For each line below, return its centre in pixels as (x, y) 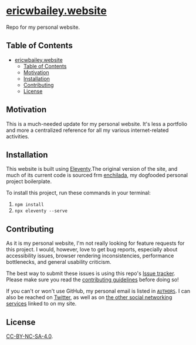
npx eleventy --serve (41, 211)
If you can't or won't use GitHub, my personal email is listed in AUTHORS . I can (98, 291)
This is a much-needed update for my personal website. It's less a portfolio (97, 124)
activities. (18, 136)
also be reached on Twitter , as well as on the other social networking (89, 297)
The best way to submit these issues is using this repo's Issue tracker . (91, 273)
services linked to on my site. (41, 304)
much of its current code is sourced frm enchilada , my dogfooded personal (97, 175)
